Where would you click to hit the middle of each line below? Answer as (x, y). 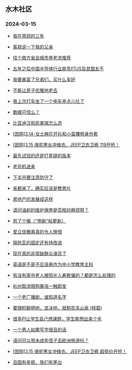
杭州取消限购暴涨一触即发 (39, 286)
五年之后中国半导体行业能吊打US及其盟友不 (58, 69)
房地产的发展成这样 (33, 199)
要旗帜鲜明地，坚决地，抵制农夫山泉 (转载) (57, 308)
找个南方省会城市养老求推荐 (42, 57)
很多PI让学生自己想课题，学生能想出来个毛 (57, 318)
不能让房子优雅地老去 (35, 90)
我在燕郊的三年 (28, 36)
